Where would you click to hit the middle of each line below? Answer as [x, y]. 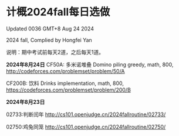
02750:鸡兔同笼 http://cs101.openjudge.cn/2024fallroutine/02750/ [86, 127]
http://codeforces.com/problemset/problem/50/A [65, 71]
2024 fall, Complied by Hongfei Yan [49, 40]
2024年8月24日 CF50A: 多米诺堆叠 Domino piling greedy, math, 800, [90, 64]
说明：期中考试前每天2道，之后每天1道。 [55, 52]
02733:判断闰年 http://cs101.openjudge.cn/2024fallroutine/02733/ [86, 114]
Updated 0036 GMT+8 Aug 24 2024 [50, 28]
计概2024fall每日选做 [58, 12]
